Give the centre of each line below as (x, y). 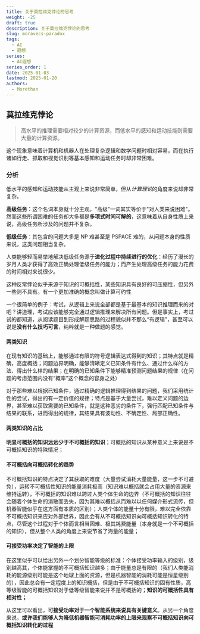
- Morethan (25, 89)
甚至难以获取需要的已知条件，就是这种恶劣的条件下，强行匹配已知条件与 (105, 406)
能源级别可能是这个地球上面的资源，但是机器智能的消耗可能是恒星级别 (102, 575)
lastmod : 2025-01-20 (32, 78)
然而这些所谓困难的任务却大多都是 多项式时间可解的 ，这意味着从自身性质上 (97, 216)
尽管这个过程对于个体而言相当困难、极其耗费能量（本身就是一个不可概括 (105, 523)
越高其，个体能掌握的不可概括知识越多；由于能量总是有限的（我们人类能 (100, 567)
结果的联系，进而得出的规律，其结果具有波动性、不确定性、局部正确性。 (95, 413)
